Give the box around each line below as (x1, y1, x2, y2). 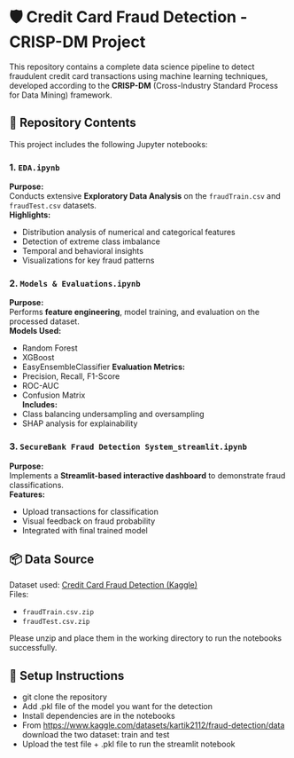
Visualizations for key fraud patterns (21, 255, 155, 266)
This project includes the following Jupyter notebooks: (9, 138, 208, 149)
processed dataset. (9, 316, 80, 327)
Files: (9, 589, 29, 600)
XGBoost (21, 352, 55, 363)
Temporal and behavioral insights (21, 246, 144, 257)
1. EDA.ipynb (9, 161, 60, 173)
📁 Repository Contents (9, 115, 137, 130)
